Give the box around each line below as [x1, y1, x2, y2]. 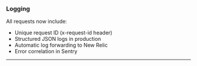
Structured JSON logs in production [14, 36, 101, 43]
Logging [6, 5, 30, 13]
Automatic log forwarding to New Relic [14, 41, 108, 48]
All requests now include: [6, 18, 67, 25]
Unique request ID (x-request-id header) [14, 29, 113, 36]
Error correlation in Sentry [14, 48, 78, 55]
